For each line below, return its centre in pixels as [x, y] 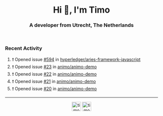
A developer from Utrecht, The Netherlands [81, 25]
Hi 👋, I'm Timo [81, 10]
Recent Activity [24, 48]
